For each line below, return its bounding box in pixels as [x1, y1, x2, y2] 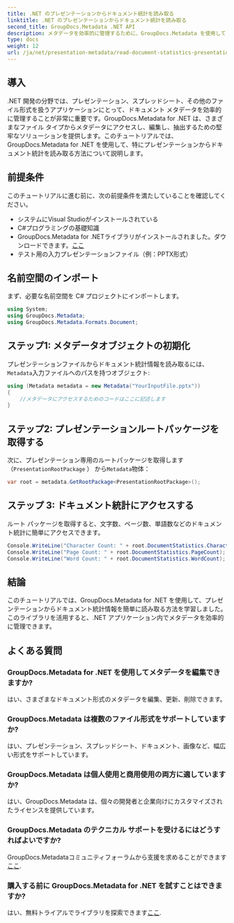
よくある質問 [7, 644, 63, 656]
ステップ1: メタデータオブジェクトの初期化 [7, 340, 191, 352]
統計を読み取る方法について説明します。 [31, 149, 148, 157]
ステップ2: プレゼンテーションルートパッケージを [7, 423, 219, 435]
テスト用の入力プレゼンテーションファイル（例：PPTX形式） [17, 249, 192, 258]
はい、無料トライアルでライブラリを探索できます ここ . [7, 908, 162, 917]
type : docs [7, 36, 39, 43]
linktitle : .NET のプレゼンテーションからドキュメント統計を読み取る [7, 17, 187, 24]
